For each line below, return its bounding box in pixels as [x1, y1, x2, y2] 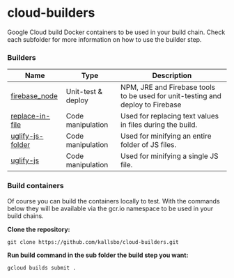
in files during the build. [120, 120, 197, 130]
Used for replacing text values [120, 111, 219, 121]
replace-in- [10, 111, 51, 121]
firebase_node [10, 91, 58, 101]
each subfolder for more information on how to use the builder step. [7, 35, 202, 43]
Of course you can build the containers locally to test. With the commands [7, 196, 221, 205]
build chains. [7, 211, 44, 220]
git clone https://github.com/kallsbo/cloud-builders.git [7, 238, 179, 245]
